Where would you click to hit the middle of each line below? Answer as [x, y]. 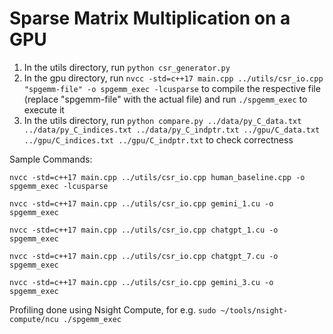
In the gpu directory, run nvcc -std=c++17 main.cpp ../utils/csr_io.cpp [173, 78]
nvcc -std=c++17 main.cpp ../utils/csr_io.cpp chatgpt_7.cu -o [144, 256]
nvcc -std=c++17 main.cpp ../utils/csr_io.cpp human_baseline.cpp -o [157, 177]
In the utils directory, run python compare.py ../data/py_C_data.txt [162, 120]
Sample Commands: [51, 159]
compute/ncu [34, 319]
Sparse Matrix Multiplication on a [150, 18]
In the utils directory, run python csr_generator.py [127, 67]
